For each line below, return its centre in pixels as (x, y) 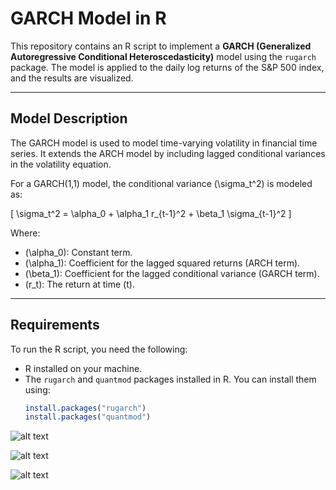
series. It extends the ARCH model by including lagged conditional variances (168, 153)
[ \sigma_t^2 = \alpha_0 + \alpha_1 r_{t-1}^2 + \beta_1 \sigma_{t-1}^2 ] (151, 213)
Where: (25, 233)
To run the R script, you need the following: (99, 349)
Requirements (55, 325)
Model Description (69, 118)
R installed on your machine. (83, 368)
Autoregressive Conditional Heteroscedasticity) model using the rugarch (163, 56)
